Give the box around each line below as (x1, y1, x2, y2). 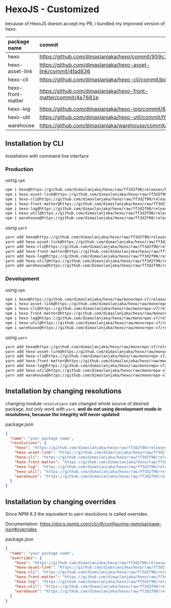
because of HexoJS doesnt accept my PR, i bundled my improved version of (5, 20, 165, 27)
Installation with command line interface (5, 153, 89, 159)
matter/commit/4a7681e (39, 93, 99, 101)
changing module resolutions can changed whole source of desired (5, 400, 149, 406)
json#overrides (5, 526, 37, 532)
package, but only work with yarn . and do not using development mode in (5, 406, 162, 412)
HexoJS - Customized (5, 4, 99, 15)
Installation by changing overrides (5, 497, 116, 506)
